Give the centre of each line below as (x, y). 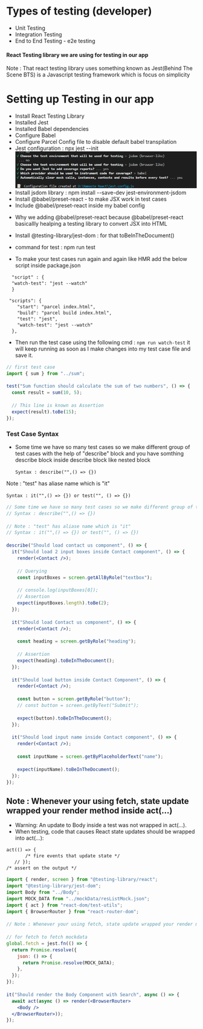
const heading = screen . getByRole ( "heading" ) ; (77, 641)
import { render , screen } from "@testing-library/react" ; (82, 880)
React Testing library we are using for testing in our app (77, 55)
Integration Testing (38, 34)
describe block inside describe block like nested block (83, 460)
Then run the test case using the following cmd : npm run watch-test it (102, 342)
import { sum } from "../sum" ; (46, 373)
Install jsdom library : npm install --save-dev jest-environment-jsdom (101, 192)
